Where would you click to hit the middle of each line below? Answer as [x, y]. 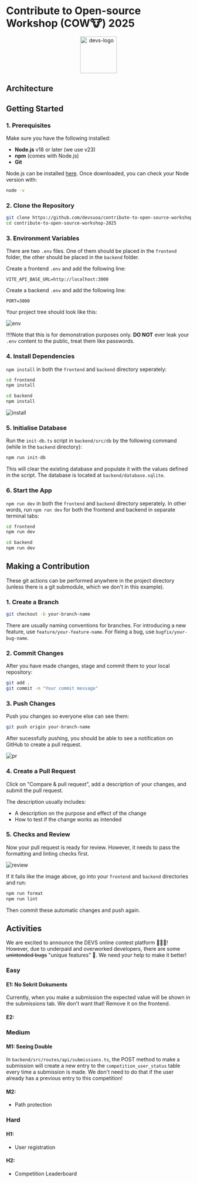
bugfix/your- [171, 632]
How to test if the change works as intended [68, 819]
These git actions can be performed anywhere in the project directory [90, 580]
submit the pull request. [35, 790]
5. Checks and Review [38, 834]
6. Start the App [29, 490]
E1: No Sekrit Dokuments [37, 984]
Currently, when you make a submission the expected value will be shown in [98, 997]
